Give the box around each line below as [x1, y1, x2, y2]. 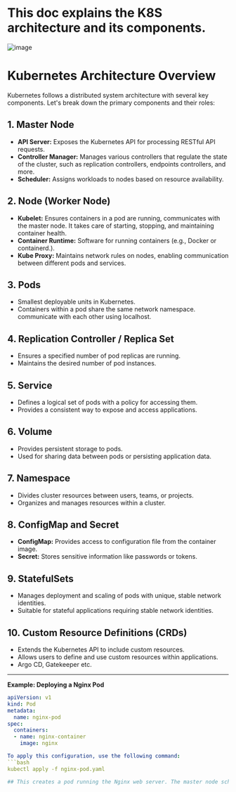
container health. [17, 228, 67, 237]
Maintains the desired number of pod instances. [17, 359, 157, 368]
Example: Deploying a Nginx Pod [7, 680, 105, 689]
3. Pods [7, 279, 41, 291]
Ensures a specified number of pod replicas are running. [17, 351, 181, 360]
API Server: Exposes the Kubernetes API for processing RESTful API [17, 137, 216, 145]
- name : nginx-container [13, 733, 86, 741]
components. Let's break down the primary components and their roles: [7, 98, 216, 107]
